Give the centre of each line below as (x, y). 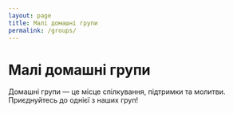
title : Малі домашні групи (53, 23)
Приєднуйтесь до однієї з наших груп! (73, 100)
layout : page (30, 16)
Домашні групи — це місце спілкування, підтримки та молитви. (117, 92)
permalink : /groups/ (43, 30)
